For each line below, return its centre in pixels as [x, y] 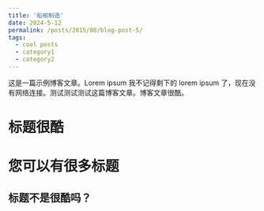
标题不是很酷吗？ [50, 198]
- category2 [35, 60]
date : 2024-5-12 [35, 23]
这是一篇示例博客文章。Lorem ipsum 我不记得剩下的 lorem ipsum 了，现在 [128, 83]
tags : [17, 37]
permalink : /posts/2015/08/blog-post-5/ [76, 30]
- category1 [35, 52]
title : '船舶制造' [36, 15]
